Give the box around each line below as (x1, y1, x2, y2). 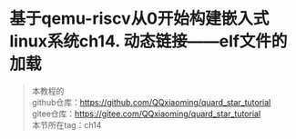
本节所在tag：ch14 (31, 119, 102, 130)
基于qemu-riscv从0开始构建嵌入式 (9, 8, 270, 29)
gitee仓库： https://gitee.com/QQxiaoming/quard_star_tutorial (31, 108, 261, 119)
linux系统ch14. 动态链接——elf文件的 (9, 31, 288, 52)
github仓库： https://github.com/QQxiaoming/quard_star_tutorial (31, 96, 271, 107)
